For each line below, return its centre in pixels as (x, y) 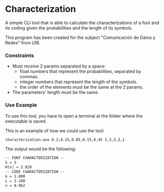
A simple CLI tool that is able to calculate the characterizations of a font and (82, 23)
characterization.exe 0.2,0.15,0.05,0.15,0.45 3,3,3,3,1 (65, 140)
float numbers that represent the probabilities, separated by (81, 71)
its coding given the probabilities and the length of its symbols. (69, 28)
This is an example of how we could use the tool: (55, 130)
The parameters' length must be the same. (56, 93)
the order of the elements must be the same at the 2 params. (82, 87)
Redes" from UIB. (23, 42)
